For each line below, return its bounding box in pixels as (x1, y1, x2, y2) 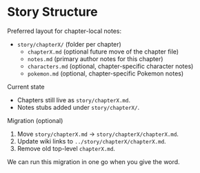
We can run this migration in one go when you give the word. (7, 157, 181, 165)
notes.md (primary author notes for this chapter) (27, 54, 163, 62)
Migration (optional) (7, 116, 63, 124)
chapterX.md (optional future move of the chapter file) (27, 47, 179, 56)
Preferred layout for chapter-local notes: (7, 27, 122, 35)
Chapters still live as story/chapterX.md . (17, 95, 131, 104)
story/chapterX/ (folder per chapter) (17, 40, 122, 48)
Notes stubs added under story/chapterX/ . (17, 103, 140, 111)
